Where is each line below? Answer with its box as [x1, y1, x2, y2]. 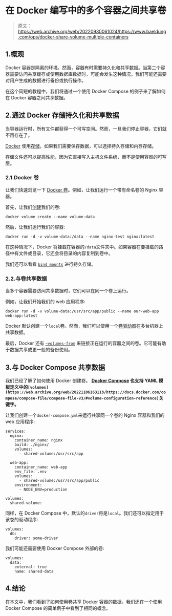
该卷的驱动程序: [5, 516, 38, 522]
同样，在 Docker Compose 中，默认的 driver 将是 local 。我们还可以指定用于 [5, 510, 164, 516]
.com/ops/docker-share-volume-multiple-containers [17, 34, 129, 40]
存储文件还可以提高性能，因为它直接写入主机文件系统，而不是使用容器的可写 [5, 154, 167, 160]
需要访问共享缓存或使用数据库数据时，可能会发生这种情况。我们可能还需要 [9, 71, 167, 77]
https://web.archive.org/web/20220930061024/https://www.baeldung [17, 28, 166, 34]
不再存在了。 [5, 132, 32, 138]
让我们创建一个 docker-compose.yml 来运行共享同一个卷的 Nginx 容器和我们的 [5, 412, 165, 418]
